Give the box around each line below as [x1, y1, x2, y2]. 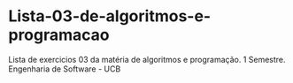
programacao [8, 25, 110, 45]
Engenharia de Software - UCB [8, 64, 121, 74]
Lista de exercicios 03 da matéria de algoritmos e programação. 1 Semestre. [8, 54, 286, 64]
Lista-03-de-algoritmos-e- [8, 6, 212, 26]
